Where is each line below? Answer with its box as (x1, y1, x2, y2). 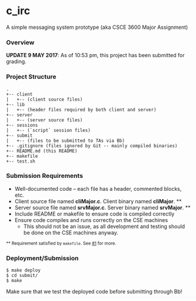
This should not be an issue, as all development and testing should (23, 223, 185, 230)
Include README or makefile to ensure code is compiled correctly (14, 210, 175, 217)
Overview (6, 38, 35, 47)
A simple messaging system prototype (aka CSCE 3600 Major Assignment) (6, 24, 188, 31)
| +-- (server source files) (6, 117, 83, 123)
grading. (6, 58, 26, 65)
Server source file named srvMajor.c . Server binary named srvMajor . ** (14, 204, 191, 211)
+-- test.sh (6, 158, 35, 164)
